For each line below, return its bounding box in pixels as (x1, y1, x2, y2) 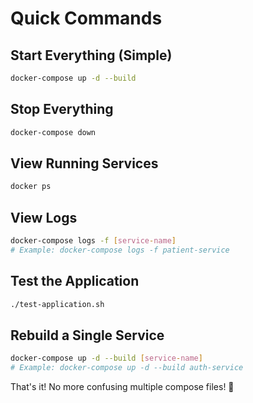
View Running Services (10, 155, 159, 172)
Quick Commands (10, 7, 163, 30)
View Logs (10, 209, 78, 226)
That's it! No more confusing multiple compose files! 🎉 (10, 381, 235, 393)
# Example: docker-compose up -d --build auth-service (10, 363, 244, 373)
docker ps (10, 182, 52, 192)
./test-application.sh (10, 299, 105, 309)
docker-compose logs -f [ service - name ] (10, 236, 177, 246)
